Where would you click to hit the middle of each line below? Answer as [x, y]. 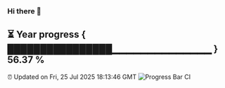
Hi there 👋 [25, 11]
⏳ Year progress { [47, 35]
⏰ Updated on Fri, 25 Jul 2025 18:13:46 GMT [72, 77]
